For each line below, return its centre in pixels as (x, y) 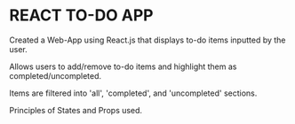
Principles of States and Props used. (76, 110)
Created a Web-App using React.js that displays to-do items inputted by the (147, 40)
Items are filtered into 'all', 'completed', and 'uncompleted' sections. (133, 93)
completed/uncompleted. (56, 75)
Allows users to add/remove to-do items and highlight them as (123, 66)
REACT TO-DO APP (81, 15)
